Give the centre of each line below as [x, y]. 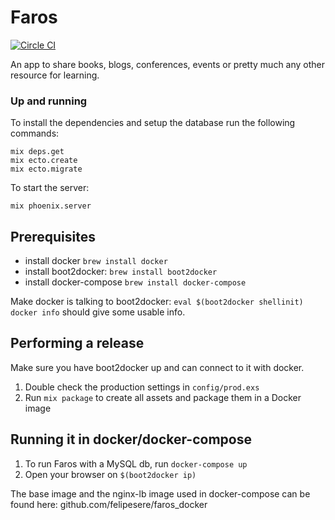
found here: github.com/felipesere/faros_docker [109, 504]
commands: [35, 133]
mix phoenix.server [51, 206]
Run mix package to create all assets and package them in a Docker [163, 397]
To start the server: [50, 188]
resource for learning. [55, 75]
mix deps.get [37, 152]
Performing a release [77, 343]
